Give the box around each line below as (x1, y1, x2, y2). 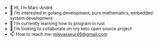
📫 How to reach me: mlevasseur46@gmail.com (9, 31, 108, 37)
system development (9, 15, 53, 21)
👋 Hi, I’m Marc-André (9, 5, 53, 10)
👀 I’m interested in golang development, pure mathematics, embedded (9, 10, 153, 16)
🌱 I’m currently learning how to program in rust (9, 20, 105, 26)
